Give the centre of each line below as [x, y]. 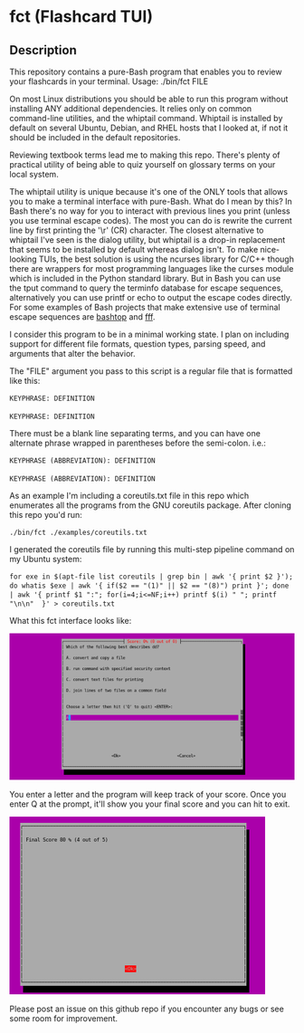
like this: [25, 381]
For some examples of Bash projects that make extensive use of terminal [145, 307]
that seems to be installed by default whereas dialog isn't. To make [134, 249]
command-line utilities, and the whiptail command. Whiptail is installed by [146, 118]
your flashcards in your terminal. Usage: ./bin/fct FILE [109, 81]
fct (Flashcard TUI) [81, 17]
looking [24, 259]
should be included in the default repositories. [95, 137]
